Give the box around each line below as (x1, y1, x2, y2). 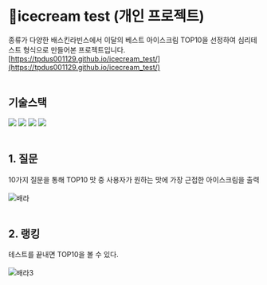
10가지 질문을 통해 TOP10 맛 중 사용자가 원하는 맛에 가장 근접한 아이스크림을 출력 (8, 174, 260, 184)
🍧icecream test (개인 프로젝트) (8, 7, 205, 25)
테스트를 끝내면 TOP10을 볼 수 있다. (8, 250, 120, 260)
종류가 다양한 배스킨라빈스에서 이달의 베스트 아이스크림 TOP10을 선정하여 (8, 35, 237, 45)
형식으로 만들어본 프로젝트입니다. (22, 45, 126, 54)
